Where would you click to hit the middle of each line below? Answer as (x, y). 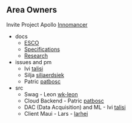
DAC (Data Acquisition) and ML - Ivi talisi (75, 107)
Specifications (42, 49)
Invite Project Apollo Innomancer (47, 24)
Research (36, 55)
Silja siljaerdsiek (44, 75)
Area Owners (32, 10)
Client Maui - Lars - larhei (56, 113)
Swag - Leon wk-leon (51, 94)
